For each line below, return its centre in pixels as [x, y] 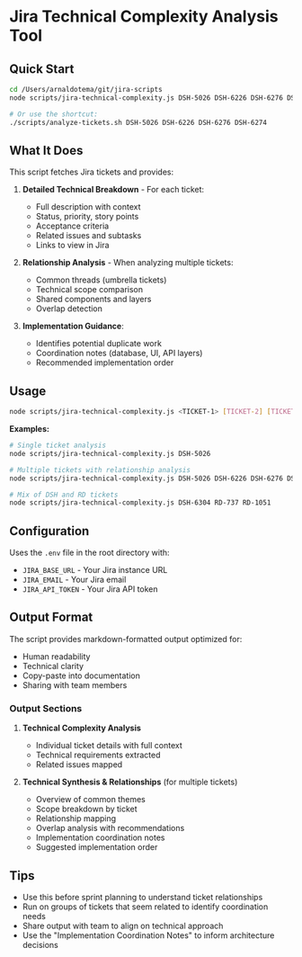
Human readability [56, 656]
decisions [40, 944]
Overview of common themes [90, 800]
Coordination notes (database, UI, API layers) [119, 353]
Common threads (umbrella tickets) [101, 280]
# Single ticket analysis [58, 445]
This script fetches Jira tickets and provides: [91, 172]
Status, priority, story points [87, 217]
